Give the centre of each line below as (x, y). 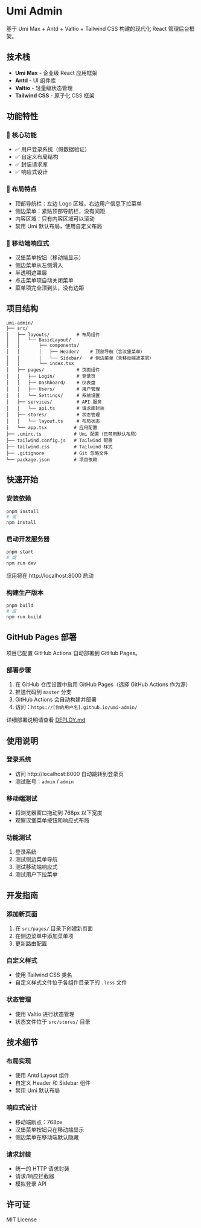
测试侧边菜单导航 (36, 859)
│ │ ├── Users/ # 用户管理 (53, 389)
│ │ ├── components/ (43, 345)
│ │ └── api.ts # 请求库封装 (55, 408)
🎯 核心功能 (22, 135)
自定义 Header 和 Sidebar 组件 (53, 1083)
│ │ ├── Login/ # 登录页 (51, 376)
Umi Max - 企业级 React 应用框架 (56, 73)
